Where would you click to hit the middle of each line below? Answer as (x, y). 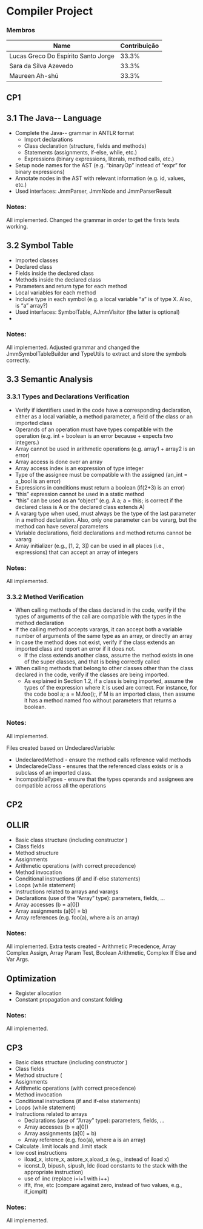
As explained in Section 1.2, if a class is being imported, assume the (109, 681)
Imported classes (37, 260)
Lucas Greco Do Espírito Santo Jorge (62, 56)
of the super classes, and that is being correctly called (92, 662)
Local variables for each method (55, 293)
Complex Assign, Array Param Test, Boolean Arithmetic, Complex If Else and (101, 953)
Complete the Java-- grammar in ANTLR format (75, 133)
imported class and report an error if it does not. (75, 649)
